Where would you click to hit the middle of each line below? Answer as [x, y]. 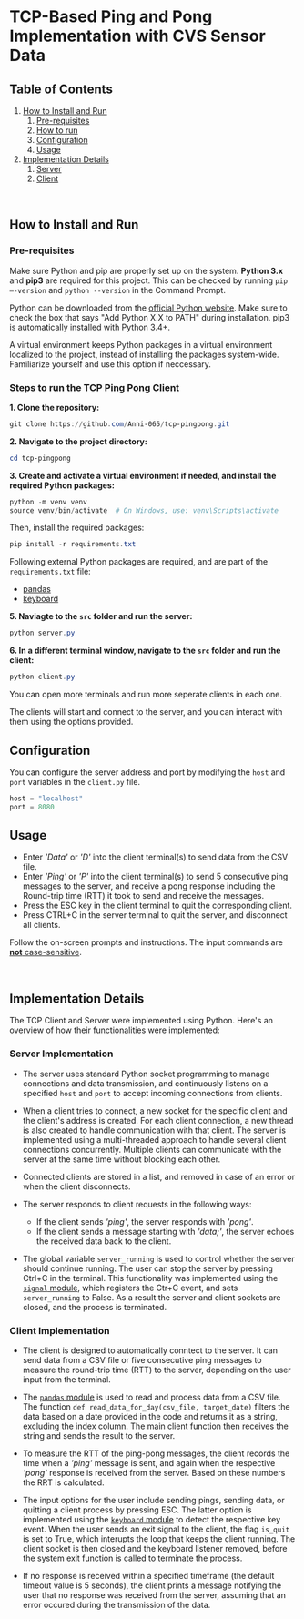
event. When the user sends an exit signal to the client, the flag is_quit [156, 1529]
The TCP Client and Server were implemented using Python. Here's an [142, 1021]
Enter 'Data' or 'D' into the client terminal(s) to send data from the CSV [155, 857]
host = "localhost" [46, 799]
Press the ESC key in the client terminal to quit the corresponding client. [157, 906]
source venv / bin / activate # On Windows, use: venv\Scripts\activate [144, 510]
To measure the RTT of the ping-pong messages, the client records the [156, 1453]
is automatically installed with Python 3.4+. [90, 327]
